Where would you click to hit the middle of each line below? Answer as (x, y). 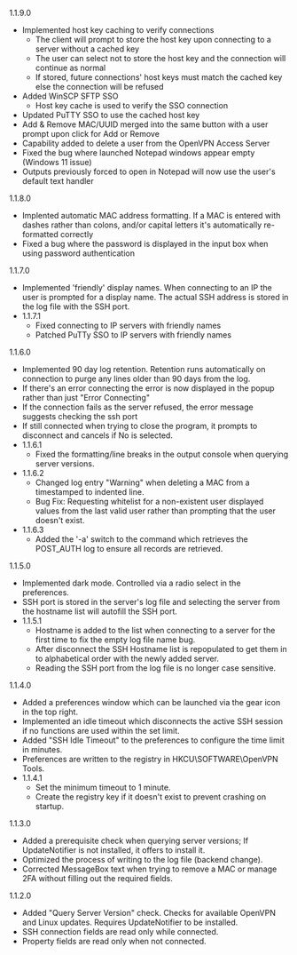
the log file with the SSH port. (76, 306)
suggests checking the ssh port (80, 416)
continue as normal (70, 68)
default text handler (58, 181)
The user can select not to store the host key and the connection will (160, 58)
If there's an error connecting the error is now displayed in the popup (148, 388)
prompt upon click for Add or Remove (90, 134)
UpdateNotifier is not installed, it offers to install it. (113, 850)
